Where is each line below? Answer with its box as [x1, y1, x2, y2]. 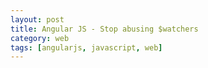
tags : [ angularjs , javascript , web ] [10, 42, 163, 53]
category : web [10, 33, 70, 43]
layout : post [10, 14, 65, 25]
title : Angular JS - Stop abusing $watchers [10, 24, 199, 34]
